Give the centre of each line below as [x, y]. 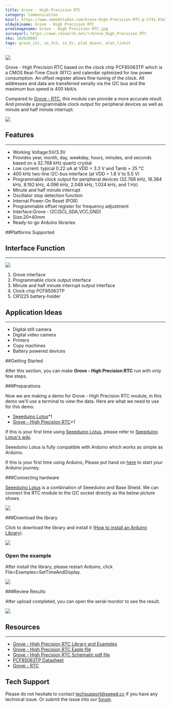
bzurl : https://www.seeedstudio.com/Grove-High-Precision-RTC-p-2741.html [86, 19]
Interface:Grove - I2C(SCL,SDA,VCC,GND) [57, 211]
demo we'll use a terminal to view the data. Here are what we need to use [82, 401]
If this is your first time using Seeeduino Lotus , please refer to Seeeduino [82, 432]
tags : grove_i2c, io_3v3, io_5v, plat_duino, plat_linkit [68, 43]
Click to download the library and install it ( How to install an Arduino [76, 528]
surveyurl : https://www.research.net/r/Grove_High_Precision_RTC [76, 34]
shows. [13, 498]
